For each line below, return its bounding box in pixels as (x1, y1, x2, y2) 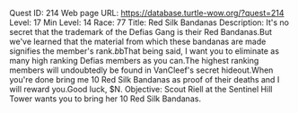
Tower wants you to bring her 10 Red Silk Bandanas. (9, 93, 202, 104)
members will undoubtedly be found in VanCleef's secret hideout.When (9, 65, 274, 75)
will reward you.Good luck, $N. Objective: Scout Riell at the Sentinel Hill (9, 84, 273, 94)
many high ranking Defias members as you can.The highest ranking (9, 56, 259, 65)
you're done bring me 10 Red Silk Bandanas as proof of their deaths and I (9, 74, 280, 84)
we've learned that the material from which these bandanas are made (9, 36, 267, 47)
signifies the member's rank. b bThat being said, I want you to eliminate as (9, 46, 280, 56)
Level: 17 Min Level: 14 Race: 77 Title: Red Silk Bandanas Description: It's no (9, 17, 290, 28)
